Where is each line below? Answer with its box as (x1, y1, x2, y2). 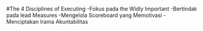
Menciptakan (6, 18, 39, 25)
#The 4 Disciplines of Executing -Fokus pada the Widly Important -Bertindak (6, 5, 198, 12)
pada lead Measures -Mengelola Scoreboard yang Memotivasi (6, 12, 162, 19)
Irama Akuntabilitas (40, 18, 88, 25)
